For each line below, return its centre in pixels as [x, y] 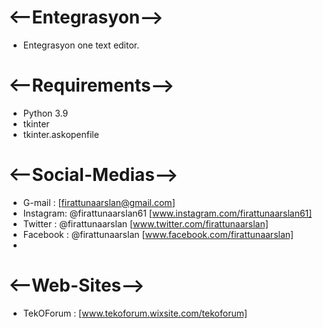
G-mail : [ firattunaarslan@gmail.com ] [99, 202]
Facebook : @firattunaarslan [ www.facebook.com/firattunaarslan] [158, 234]
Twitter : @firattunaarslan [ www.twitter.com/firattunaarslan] [145, 223]
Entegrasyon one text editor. [81, 45]
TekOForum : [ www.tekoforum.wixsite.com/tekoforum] [135, 313]
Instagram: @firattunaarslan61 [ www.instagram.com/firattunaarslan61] [167, 213]
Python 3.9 [45, 113]
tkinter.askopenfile [61, 134]
